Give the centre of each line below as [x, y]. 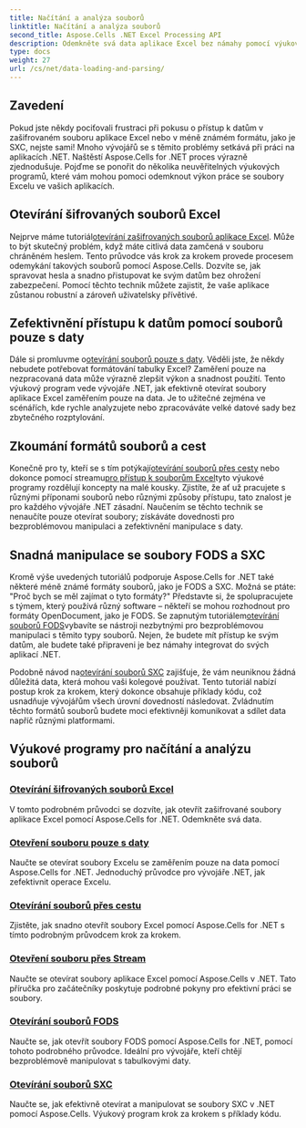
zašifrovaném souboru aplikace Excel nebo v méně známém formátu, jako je [153, 137]
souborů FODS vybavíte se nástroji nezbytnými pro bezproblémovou [137, 625]
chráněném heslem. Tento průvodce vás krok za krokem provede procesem [152, 255]
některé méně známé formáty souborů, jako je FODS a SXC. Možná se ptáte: [153, 586]
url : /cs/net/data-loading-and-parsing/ [87, 69]
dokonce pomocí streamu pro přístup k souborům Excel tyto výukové [137, 478]
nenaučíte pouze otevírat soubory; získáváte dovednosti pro [122, 517]
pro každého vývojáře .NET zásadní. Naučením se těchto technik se [137, 507]
